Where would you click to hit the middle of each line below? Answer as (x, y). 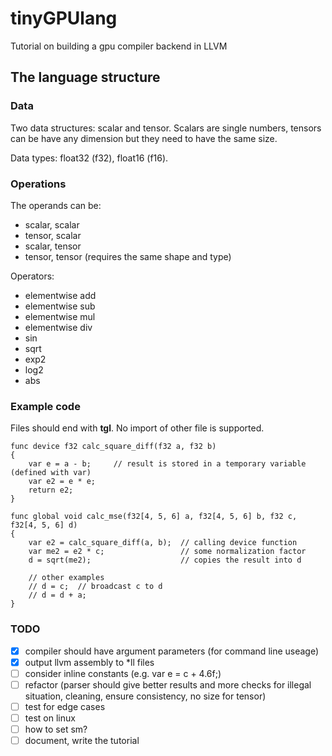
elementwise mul (60, 316)
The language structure (85, 77)
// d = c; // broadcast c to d (95, 587)
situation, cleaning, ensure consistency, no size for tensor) (145, 696)
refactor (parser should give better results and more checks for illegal (168, 684)
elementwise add (60, 295)
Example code (45, 406)
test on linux (50, 718)
